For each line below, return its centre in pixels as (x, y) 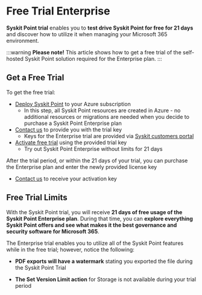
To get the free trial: (31, 92)
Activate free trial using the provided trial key (71, 142)
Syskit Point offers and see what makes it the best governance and (92, 225)
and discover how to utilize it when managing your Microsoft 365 (87, 34)
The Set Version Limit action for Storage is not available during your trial (106, 279)
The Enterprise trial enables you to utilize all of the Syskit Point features (95, 243)
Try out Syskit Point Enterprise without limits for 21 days (93, 148)
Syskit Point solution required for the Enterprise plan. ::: (93, 59)
